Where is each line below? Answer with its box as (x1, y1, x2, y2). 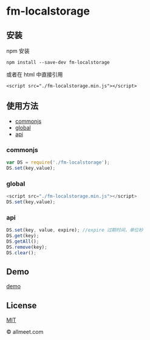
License (6, 300, 37, 311)
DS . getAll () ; (6, 238, 39, 245)
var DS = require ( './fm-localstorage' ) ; (6, 159, 111, 165)
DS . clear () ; (6, 249, 36, 256)
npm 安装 (6, 47, 30, 54)
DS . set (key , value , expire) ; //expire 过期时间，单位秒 (6, 227, 144, 234)
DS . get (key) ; (6, 233, 39, 239)
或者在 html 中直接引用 (6, 71, 63, 78)
